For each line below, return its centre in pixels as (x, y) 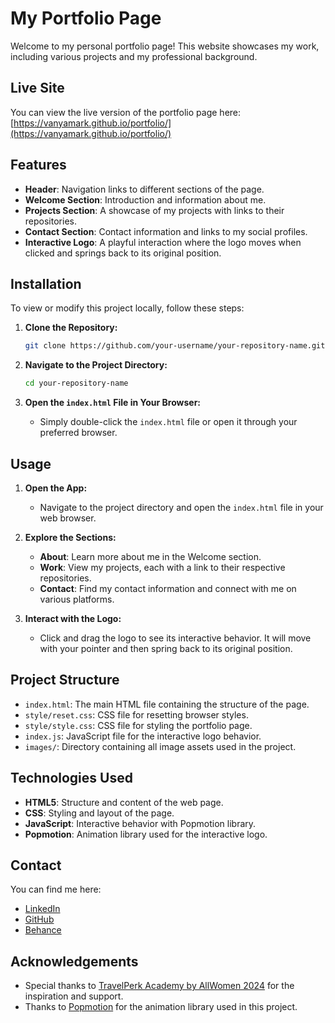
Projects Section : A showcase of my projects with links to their (154, 210)
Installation (46, 283)
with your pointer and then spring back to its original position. (166, 648)
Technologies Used (71, 778)
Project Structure (65, 680)
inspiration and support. (74, 996)
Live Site (37, 88)
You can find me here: (56, 889)
